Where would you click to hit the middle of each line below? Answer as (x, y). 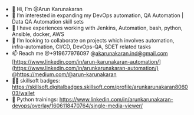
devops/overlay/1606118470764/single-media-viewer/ (77, 106)
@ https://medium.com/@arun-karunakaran (64, 74)
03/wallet (23, 93)
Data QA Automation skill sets (48, 22)
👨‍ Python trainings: (35, 99)
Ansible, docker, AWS (38, 34)
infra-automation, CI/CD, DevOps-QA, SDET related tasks (81, 47)
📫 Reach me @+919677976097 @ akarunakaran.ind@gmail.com (90, 53)
